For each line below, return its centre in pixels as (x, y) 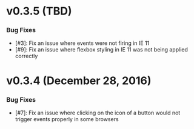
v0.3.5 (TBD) (39, 11)
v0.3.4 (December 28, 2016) (79, 81)
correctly (26, 56)
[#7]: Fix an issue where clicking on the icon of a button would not (98, 113)
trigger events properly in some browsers (67, 119)
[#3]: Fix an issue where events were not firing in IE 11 (82, 43)
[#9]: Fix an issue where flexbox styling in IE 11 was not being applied (101, 50)
